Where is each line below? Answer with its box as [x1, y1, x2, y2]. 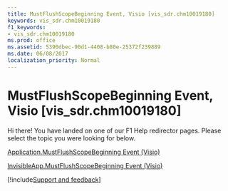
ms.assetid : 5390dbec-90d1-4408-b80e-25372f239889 [7, 43, 161, 51]
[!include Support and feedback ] [7, 175, 101, 184]
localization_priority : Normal [7, 57, 100, 64]
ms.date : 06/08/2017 [7, 51, 69, 58]
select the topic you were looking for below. [7, 133, 136, 143]
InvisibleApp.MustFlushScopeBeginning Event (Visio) [7, 161, 163, 170]
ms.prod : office [7, 37, 56, 44]
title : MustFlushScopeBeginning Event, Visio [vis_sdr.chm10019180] [7, 10, 215, 18]
